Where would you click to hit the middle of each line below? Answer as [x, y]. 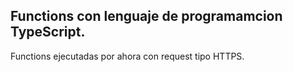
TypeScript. [48, 32]
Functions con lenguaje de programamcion [146, 16]
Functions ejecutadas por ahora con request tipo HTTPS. [127, 56]
